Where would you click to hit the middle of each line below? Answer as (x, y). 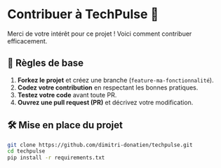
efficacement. (27, 41)
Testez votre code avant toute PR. (67, 94)
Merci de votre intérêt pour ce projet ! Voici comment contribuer (100, 34)
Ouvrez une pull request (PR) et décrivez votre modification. (105, 102)
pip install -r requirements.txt (56, 158)
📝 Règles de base (46, 63)
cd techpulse (26, 151)
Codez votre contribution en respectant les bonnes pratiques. (108, 87)
